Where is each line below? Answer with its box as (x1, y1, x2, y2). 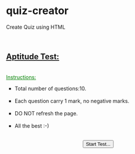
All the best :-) (14, 122, 50, 129)
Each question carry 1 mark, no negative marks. (14, 97, 130, 104)
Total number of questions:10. (14, 85, 86, 92)
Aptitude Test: (6, 52, 60, 62)
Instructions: (6, 73, 36, 80)
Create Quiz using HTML (6, 23, 65, 30)
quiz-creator (6, 4, 69, 18)
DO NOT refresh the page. (14, 109, 78, 117)
